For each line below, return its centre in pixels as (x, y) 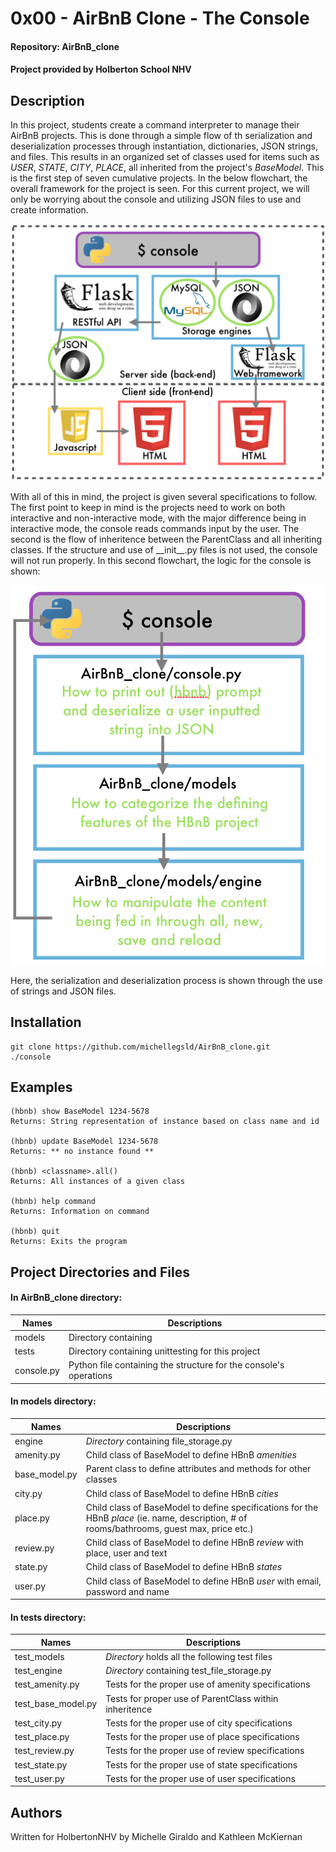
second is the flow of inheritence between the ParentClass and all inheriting (166, 539)
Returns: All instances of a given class (98, 1182)
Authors (36, 1812)
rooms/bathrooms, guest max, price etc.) (169, 1528)
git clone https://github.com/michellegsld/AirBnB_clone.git (140, 1047)
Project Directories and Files (100, 1272)
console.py (37, 1370)
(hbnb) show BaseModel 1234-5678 (80, 1112)
